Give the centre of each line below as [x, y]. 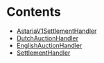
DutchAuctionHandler [47, 38]
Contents [34, 12]
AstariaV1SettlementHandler [57, 31]
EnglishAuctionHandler [49, 45]
